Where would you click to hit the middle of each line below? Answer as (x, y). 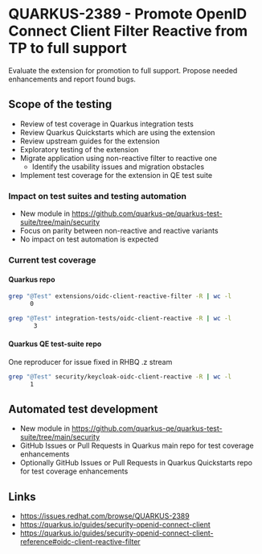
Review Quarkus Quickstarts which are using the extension (117, 132)
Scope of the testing (60, 104)
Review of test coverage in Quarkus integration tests (107, 124)
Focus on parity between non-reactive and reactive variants (119, 231)
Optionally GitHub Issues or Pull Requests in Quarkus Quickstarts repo (136, 463)
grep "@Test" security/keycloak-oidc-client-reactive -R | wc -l (120, 376)
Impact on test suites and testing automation (98, 196)
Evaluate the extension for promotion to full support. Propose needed (123, 70)
